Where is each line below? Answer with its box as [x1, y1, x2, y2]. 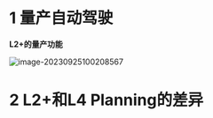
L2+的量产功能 [9, 39, 64, 49]
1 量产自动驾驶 [9, 8, 114, 28]
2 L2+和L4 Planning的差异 [9, 90, 204, 110]
